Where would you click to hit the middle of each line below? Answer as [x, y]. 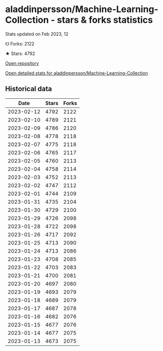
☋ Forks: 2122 [20, 43]
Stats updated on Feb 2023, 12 [37, 34]
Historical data [29, 89]
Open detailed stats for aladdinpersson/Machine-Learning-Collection [76, 73]
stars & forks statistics [105, 20]
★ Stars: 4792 [20, 53]
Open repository [22, 63]
